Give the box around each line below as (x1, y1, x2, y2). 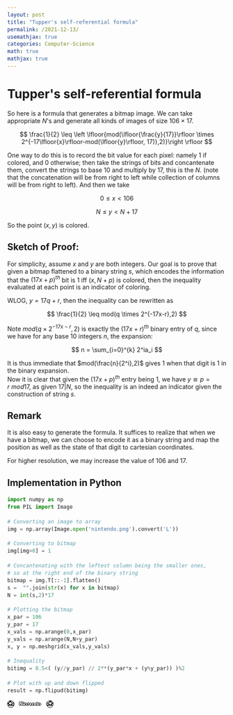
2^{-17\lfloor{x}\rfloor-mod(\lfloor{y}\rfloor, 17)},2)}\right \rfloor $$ (21, 137, 213, 146)
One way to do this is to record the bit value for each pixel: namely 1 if (7, 150, 207, 159)
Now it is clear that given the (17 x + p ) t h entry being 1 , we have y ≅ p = (7, 373, 210, 383)
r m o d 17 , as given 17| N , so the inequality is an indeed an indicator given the (7, 382, 223, 391)
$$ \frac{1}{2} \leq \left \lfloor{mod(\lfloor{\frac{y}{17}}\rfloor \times (19, 129, 214, 139)
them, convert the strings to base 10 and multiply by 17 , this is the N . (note (7, 166, 219, 174)
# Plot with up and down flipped (7, 679, 104, 687)
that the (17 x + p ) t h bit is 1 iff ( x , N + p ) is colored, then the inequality (7, 274, 202, 284)
